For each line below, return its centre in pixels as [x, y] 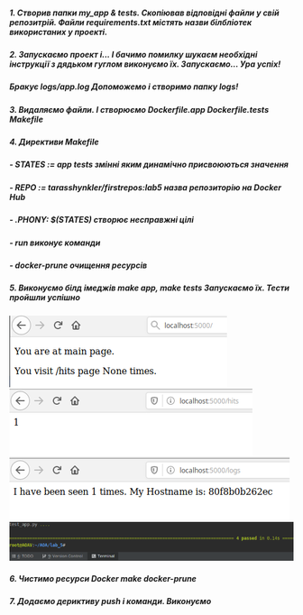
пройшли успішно [45, 298]
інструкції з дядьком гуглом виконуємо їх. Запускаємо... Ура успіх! [145, 64]
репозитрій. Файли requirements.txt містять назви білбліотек [131, 22]
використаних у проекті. [59, 32]
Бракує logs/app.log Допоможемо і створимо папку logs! [124, 87]
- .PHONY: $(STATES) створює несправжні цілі [101, 220]
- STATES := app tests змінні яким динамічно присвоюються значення [149, 165]
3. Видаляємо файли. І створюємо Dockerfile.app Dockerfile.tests [139, 109]
